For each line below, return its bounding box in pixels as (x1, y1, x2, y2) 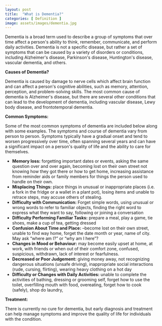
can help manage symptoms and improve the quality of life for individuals (5, 311, 151, 317)
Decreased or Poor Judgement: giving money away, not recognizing (12, 256, 150, 262)
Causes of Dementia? (5, 69, 49, 75)
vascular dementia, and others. (5, 60, 67, 65)
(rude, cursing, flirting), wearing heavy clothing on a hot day (12, 266, 132, 272)
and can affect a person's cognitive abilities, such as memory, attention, (5, 83, 148, 90)
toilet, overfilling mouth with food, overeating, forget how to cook (12, 282, 142, 288)
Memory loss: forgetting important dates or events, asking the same (12, 158, 149, 164)
